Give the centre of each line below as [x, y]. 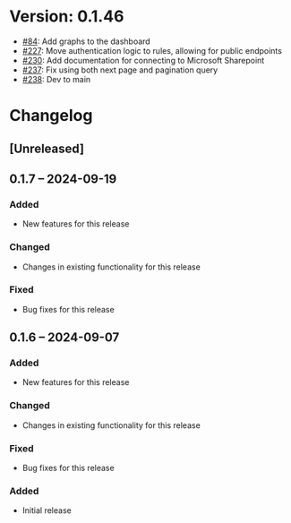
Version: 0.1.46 [67, 17]
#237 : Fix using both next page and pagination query [120, 70]
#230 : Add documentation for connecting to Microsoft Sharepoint [143, 60]
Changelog [51, 116]
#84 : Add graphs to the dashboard [86, 41]
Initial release [47, 510]
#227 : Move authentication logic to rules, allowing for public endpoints [152, 50]
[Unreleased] [47, 148]
